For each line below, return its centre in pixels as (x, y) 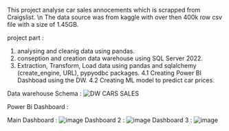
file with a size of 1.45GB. (43, 24)
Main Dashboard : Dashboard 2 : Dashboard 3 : (100, 120)
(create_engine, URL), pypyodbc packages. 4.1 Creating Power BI (109, 73)
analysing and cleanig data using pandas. (76, 51)
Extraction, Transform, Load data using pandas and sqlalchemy (107, 65)
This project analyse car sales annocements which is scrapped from (104, 10)
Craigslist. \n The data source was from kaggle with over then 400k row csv (115, 17)
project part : (25, 38)
